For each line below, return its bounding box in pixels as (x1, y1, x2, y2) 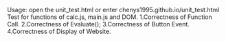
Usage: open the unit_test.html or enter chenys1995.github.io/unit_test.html (7, 6, 220, 14)
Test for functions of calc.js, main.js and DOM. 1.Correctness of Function (7, 13, 213, 21)
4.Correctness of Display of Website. (7, 27, 111, 35)
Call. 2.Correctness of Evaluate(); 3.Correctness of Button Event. (7, 20, 190, 28)
